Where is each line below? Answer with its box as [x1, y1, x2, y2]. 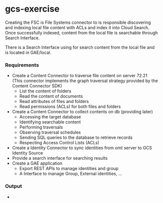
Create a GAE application [12, 160, 63, 166]
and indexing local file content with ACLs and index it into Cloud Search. [5, 24, 150, 30]
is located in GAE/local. [5, 50, 52, 55]
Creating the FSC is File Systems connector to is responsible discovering [5, 19, 151, 25]
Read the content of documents [19, 93, 83, 99]
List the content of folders [19, 88, 72, 94]
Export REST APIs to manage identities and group [19, 166, 119, 171]
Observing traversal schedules [19, 130, 81, 135]
